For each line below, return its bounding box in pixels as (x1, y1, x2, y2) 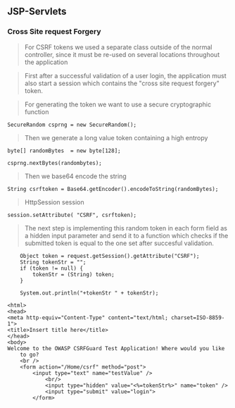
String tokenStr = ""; (20, 259, 87, 266)
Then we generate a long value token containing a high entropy (24, 133, 208, 142)
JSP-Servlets (7, 6, 67, 18)
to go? (20, 351, 39, 358)
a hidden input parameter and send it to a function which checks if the (24, 231, 229, 240)
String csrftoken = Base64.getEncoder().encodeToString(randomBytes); (7, 185, 219, 192)
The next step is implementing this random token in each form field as (24, 223, 227, 232)
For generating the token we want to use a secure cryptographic (24, 100, 212, 109)
